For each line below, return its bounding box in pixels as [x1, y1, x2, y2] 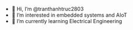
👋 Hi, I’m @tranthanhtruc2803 [11, 6, 84, 12]
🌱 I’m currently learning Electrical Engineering [11, 18, 122, 24]
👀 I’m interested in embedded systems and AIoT [11, 12, 128, 18]
